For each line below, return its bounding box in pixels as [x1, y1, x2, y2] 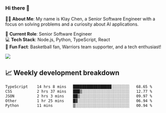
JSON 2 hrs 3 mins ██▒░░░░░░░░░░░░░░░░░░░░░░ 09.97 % [5, 93, 152, 98]
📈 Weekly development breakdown [5, 68, 120, 77]
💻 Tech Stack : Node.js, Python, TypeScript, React [5, 37, 110, 43]
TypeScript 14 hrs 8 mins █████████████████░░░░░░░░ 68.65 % [5, 84, 152, 89]
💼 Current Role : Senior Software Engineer [5, 31, 92, 37]
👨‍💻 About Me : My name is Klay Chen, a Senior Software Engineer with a [5, 16, 155, 22]
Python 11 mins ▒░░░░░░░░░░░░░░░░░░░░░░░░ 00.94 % [5, 103, 152, 108]
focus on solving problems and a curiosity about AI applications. [5, 21, 139, 27]
